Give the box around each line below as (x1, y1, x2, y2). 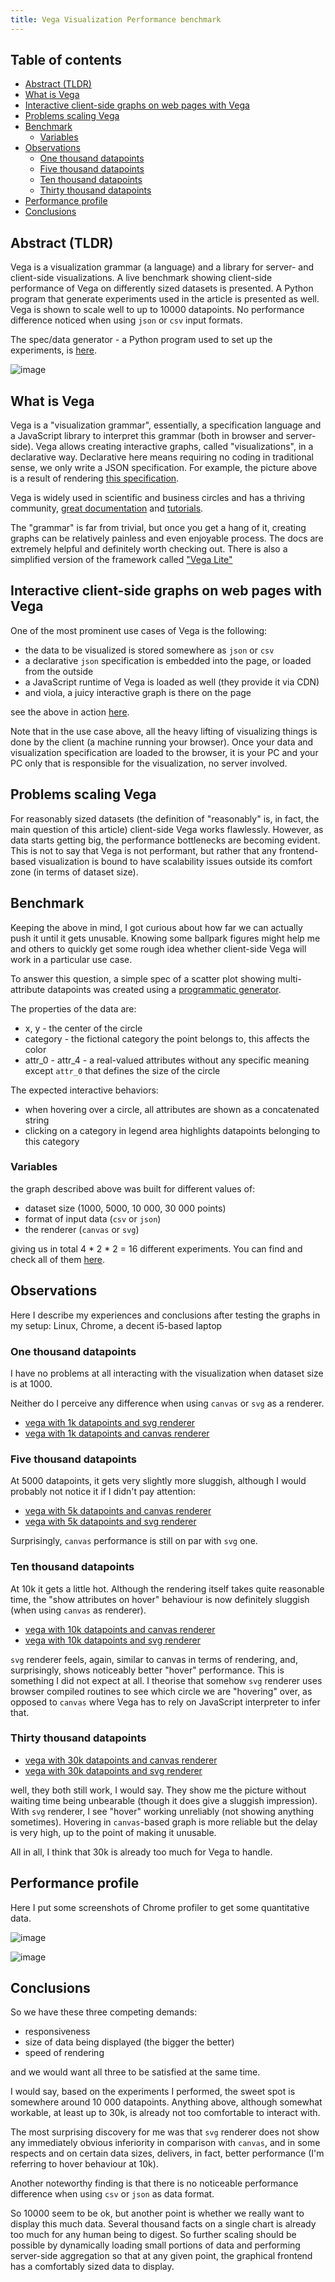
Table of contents (10, 52, 122, 69)
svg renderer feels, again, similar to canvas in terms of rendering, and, (10, 1653, 298, 1665)
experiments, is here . (10, 344, 97, 356)
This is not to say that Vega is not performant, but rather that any (10, 844, 277, 856)
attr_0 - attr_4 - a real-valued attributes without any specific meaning (24, 1054, 310, 1066)
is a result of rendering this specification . (10, 472, 180, 485)
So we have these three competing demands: (10, 2006, 198, 2018)
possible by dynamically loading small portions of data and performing (10, 2239, 301, 2251)
